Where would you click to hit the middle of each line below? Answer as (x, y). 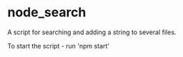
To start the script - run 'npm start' (58, 46)
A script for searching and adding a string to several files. (92, 32)
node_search (47, 12)
